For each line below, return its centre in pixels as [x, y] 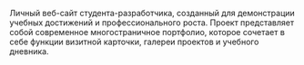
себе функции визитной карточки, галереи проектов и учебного [134, 42]
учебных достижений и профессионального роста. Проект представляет [152, 23]
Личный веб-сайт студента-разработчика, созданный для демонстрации [152, 13]
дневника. [29, 51]
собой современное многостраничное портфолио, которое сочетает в [147, 32]
